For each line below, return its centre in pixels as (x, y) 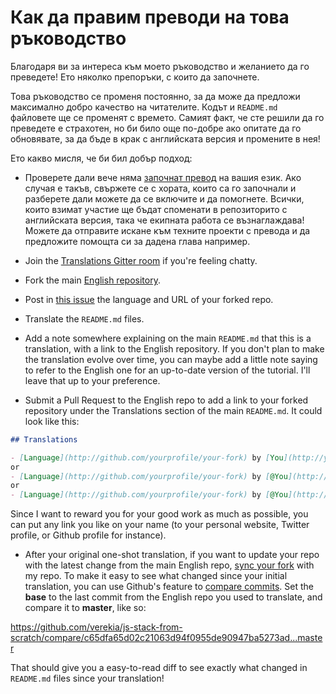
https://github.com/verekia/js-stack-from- (96, 627)
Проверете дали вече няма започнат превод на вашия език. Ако (163, 177)
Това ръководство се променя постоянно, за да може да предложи (155, 96)
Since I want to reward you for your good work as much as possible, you (159, 514)
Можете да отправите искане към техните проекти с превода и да (167, 230)
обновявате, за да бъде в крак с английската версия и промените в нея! (165, 138)
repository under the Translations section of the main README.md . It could (173, 410)
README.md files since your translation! (87, 678)
